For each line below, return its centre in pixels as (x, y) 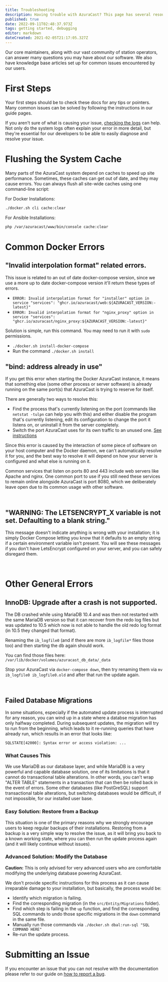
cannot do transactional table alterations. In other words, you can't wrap (79, 777)
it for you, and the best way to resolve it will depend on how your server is (81, 456)
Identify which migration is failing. (47, 898)
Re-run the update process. (41, 934)
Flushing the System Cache (63, 159)
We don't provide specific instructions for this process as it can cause (77, 883)
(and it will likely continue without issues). (48, 844)
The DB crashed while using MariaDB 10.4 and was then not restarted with (82, 615)
